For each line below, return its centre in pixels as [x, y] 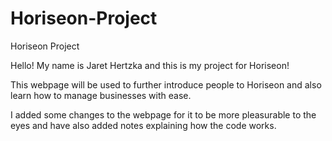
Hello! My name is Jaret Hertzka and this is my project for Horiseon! [150, 65]
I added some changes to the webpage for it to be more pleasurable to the [163, 114]
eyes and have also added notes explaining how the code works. [143, 125]
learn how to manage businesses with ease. [101, 95]
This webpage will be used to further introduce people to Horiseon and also [166, 84]
